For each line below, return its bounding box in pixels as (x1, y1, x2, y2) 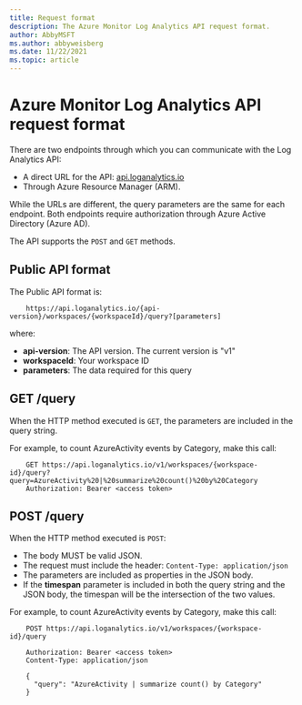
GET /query (9, 391, 76, 407)
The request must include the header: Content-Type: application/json (22, 560, 288, 571)
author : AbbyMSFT (9, 30, 75, 39)
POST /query (9, 509, 85, 524)
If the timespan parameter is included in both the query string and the (22, 579, 286, 590)
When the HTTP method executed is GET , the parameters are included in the (9, 415, 294, 426)
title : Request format (9, 13, 96, 23)
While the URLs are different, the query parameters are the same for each (9, 198, 286, 209)
